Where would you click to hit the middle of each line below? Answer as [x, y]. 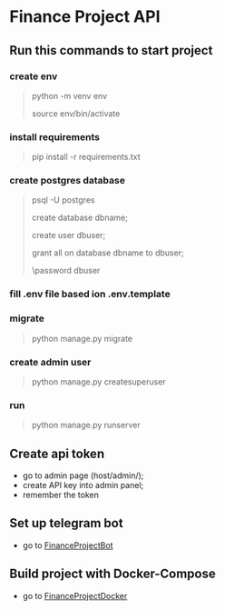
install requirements [54, 136]
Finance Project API [85, 17]
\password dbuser [66, 271]
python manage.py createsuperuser [98, 381]
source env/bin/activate [76, 113]
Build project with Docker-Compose [112, 574]
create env [34, 76]
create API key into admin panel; [83, 485]
